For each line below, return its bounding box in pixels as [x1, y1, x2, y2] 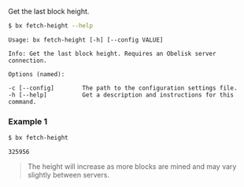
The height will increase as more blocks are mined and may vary [27, 162, 237, 171]
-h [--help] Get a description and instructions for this [8, 90, 235, 99]
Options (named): [8, 70, 65, 78]
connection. [8, 57, 47, 64]
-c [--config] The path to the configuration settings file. [8, 84, 238, 92]
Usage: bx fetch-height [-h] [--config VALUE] [8, 35, 164, 44]
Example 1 [8, 115, 48, 126]
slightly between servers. [27, 170, 110, 180]
